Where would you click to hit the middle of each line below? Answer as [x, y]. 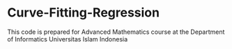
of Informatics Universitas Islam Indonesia [68, 39]
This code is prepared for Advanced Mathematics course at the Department [116, 32]
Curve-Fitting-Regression [84, 13]
